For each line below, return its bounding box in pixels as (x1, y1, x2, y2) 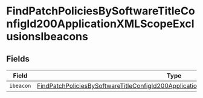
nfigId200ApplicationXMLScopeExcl (6, 17, 195, 31)
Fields (6, 54, 30, 64)
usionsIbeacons (6, 30, 89, 43)
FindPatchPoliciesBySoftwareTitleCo (6, 4, 195, 18)
